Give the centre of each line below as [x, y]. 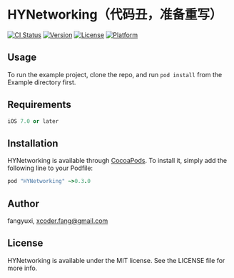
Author [23, 203]
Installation [33, 143]
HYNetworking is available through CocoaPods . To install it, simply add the [117, 161]
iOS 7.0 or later [33, 121]
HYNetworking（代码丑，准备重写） [115, 15]
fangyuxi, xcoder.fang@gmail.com [58, 220]
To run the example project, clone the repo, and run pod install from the [115, 74]
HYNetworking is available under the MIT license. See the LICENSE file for [116, 260]
